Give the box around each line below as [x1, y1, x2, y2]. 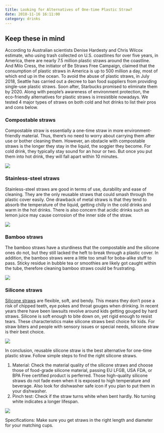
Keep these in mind [5, 34, 65, 43]
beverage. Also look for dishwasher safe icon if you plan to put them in [12, 383, 155, 389]
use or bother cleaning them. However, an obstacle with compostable [5, 138, 145, 144]
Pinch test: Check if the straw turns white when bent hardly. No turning [12, 393, 156, 399]
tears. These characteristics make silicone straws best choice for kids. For [5, 319, 155, 325]
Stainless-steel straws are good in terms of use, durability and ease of [5, 186, 147, 192]
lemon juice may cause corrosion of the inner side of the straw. [5, 212, 133, 218]
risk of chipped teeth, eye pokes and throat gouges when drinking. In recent [5, 303, 159, 309]
